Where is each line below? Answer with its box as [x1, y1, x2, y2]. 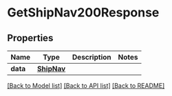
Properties [7, 32, 54, 44]
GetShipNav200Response [7, 5, 160, 21]
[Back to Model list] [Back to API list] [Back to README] [7, 82, 165, 90]
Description [72, 53, 111, 62]
